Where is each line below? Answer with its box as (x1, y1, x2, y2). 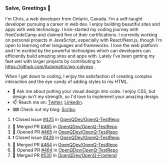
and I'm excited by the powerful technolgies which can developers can (5, 47, 151, 54)
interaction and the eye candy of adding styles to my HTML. (5, 78, 129, 84)
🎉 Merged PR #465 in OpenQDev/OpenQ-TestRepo (12, 123, 117, 129)
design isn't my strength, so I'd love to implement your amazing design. (12, 93, 160, 99)
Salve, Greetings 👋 (5, 4, 51, 11)
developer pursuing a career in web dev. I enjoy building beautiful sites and (5, 21, 160, 27)
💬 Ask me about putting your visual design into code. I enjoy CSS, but (12, 88, 156, 94)
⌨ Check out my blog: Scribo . (12, 106, 76, 112)
